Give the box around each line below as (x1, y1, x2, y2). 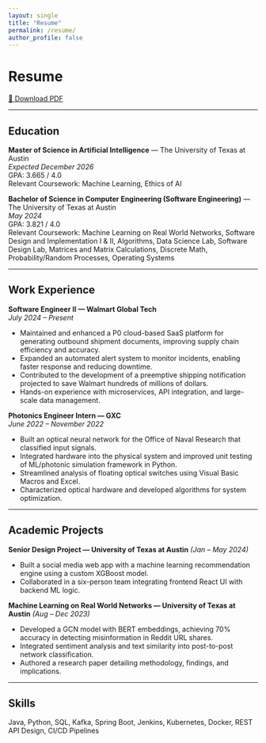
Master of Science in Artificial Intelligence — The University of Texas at (8, 146, 246, 154)
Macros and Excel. (19, 476, 81, 486)
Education (8, 124, 60, 138)
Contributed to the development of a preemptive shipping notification (19, 370, 246, 380)
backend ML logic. (19, 585, 81, 594)
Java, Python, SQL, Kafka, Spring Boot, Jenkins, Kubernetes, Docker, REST (8, 718, 253, 727)
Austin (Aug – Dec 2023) (8, 608, 90, 618)
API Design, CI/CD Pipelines (8, 726, 100, 736)
